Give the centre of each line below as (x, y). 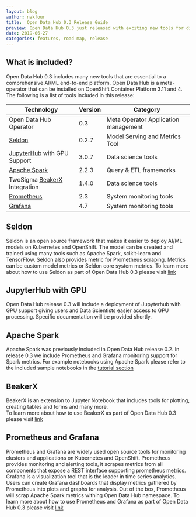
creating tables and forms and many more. (57, 407)
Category (147, 109)
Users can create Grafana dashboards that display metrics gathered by (91, 482)
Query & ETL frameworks (141, 170)
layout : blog (22, 11)
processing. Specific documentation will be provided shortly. (79, 317)
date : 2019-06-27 (27, 33)
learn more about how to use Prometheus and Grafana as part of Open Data (97, 501)
